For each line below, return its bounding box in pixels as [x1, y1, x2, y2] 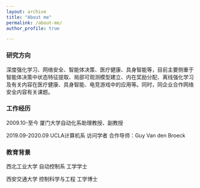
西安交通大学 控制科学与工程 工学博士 [6, 176, 98, 183]
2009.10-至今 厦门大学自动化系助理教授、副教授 [6, 119, 124, 126]
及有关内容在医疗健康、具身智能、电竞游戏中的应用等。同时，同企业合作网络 [6, 81, 194, 88]
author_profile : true [6, 25, 60, 32]
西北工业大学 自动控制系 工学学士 [6, 163, 87, 170]
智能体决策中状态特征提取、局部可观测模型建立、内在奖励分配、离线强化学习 [6, 73, 194, 80]
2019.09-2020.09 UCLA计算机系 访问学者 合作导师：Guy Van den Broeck [6, 131, 186, 139]
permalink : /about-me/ [6, 20, 62, 26]
